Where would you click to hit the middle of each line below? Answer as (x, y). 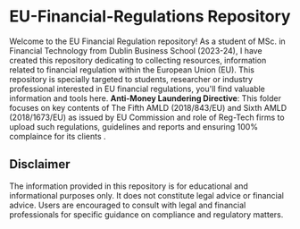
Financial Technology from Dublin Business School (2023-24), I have (136, 50)
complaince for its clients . (58, 136)
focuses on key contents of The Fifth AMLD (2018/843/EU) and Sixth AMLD (148, 107)
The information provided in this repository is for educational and (129, 186)
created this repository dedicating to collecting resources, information (138, 60)
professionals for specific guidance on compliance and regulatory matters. (146, 214)
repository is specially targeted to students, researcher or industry (131, 79)
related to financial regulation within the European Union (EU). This (132, 70)
